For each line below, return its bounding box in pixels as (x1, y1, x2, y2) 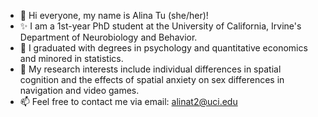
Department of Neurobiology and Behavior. (19, 31, 198, 43)
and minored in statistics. (19, 53, 124, 64)
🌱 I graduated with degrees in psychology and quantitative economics (19, 42, 308, 54)
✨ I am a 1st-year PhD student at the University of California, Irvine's (19, 20, 302, 32)
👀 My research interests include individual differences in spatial (19, 63, 282, 75)
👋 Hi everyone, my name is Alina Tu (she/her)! (19, 10, 209, 21)
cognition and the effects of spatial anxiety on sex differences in (19, 74, 285, 85)
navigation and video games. (19, 85, 140, 96)
